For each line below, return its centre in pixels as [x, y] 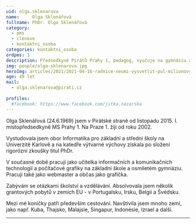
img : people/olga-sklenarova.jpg [47, 66]
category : [18, 28]
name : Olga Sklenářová [39, 17]
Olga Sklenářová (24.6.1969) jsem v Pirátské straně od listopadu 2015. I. [92, 120]
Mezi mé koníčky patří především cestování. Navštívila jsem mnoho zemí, [94, 203]
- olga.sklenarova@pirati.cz [47, 88]
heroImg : [17, 71]
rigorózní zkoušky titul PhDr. [40, 150]
